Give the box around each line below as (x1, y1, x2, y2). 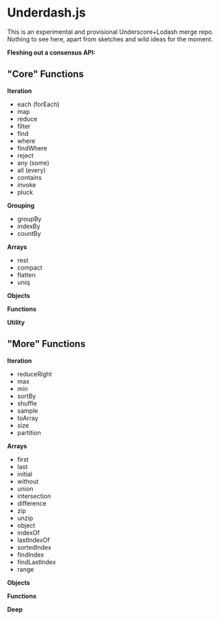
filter (16, 122, 31, 130)
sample (16, 406, 38, 414)
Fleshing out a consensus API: (7, 48, 96, 57)
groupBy (16, 214, 42, 223)
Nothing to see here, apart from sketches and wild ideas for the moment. (7, 34, 213, 43)
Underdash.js (7, 5, 86, 21)
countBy (16, 229, 41, 237)
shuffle (16, 399, 38, 408)
